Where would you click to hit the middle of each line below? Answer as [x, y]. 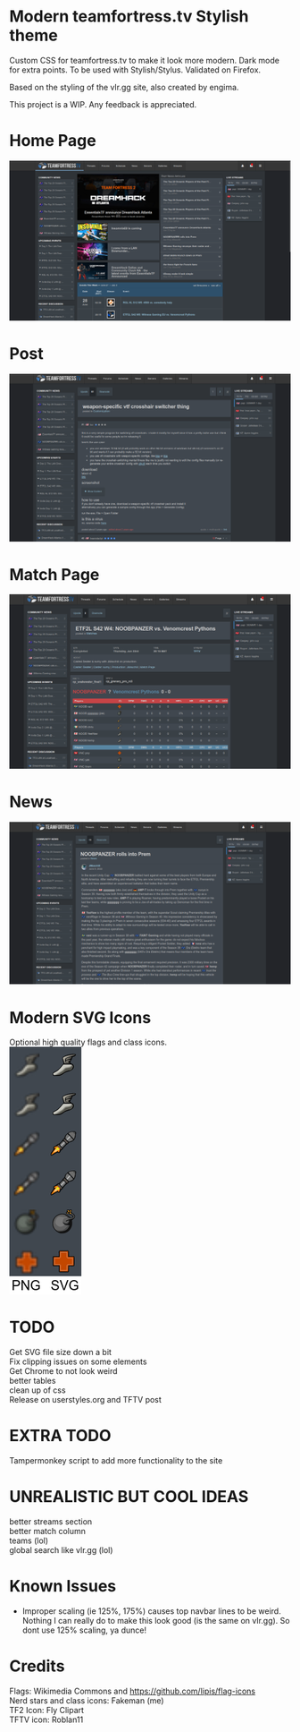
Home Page [53, 141]
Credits [37, 1666]
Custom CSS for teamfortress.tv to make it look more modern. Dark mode [144, 60]
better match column [48, 1531]
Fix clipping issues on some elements [78, 1361]
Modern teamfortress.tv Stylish [129, 17]
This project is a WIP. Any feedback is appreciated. [103, 104]
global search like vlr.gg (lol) [61, 1550]
